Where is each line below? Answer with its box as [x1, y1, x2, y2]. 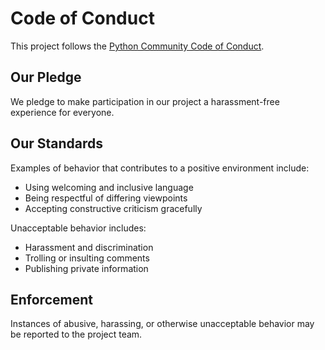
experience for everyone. [10, 106, 115, 118]
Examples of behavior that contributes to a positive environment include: [10, 162, 310, 174]
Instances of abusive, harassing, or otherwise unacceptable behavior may [10, 318, 315, 330]
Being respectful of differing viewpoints [24, 192, 188, 204]
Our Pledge [10, 69, 82, 86]
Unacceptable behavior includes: [10, 222, 147, 234]
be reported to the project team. [10, 328, 143, 341]
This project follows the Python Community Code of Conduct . [10, 40, 265, 52]
